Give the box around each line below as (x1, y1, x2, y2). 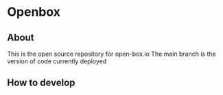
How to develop (7, 77, 75, 89)
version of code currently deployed (7, 57, 107, 65)
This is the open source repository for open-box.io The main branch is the (7, 50, 216, 58)
